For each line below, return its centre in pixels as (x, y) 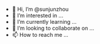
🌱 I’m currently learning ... (44, 22)
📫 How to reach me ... (40, 35)
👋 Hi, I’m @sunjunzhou (40, 9)
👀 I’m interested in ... (38, 15)
